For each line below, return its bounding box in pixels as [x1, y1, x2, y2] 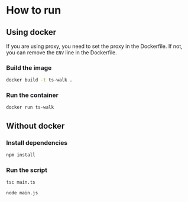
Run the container [6, 91, 59, 99]
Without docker [6, 120, 65, 131]
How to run [6, 4, 61, 17]
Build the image [6, 63, 52, 71]
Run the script [6, 166, 48, 174]
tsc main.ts [6, 180, 35, 185]
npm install [6, 152, 35, 158]
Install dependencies [6, 138, 68, 146]
